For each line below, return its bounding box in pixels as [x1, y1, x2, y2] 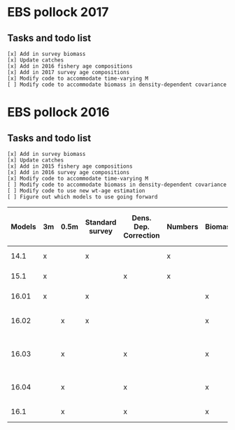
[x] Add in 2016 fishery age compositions [7, 63, 133, 70]
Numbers [166, 222, 199, 231]
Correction [123, 231, 160, 240]
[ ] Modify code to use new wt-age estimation [7, 187, 145, 194]
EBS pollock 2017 [7, 4, 109, 20]
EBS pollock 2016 [7, 104, 110, 120]
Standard [85, 217, 117, 227]
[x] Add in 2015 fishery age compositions [7, 163, 133, 170]
